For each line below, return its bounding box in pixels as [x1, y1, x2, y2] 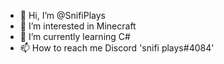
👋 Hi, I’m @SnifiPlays [19, 10, 106, 21]
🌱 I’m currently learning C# [19, 31, 131, 42]
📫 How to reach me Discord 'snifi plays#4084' [19, 42, 215, 54]
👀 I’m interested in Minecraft [19, 20, 137, 32]
